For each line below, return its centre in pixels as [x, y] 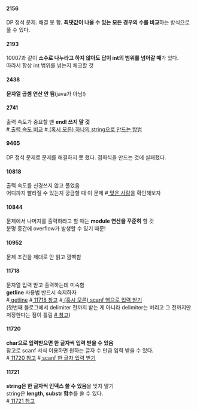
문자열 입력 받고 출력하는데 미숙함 [46, 285]
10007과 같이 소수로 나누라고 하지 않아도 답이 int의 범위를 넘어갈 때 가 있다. [93, 58]
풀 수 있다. [18, 30]
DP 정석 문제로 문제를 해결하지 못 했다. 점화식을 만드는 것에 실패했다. [86, 157]
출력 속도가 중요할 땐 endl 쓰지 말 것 [48, 122]
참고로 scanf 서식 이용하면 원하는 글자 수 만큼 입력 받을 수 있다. [80, 351]
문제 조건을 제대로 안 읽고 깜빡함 [44, 257]
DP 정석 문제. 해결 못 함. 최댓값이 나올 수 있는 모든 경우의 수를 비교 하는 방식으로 [98, 22]
